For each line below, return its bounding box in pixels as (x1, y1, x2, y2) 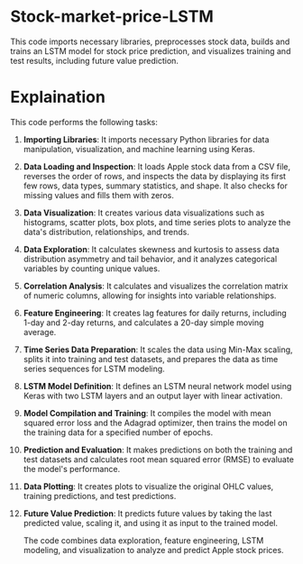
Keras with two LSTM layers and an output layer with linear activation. (23, 390, 283, 401)
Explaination (10, 87, 106, 107)
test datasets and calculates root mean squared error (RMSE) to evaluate (23, 453, 294, 465)
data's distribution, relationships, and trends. (23, 226, 190, 237)
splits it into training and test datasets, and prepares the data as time (23, 353, 279, 364)
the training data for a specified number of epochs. (23, 426, 214, 438)
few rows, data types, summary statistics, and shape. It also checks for (23, 180, 288, 191)
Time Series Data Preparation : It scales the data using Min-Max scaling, (23, 344, 293, 355)
